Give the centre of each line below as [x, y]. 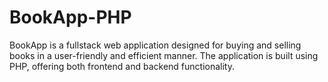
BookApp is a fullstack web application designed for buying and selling [155, 45]
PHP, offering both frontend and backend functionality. [122, 66]
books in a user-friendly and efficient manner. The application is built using [164, 55]
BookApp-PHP [70, 17]
